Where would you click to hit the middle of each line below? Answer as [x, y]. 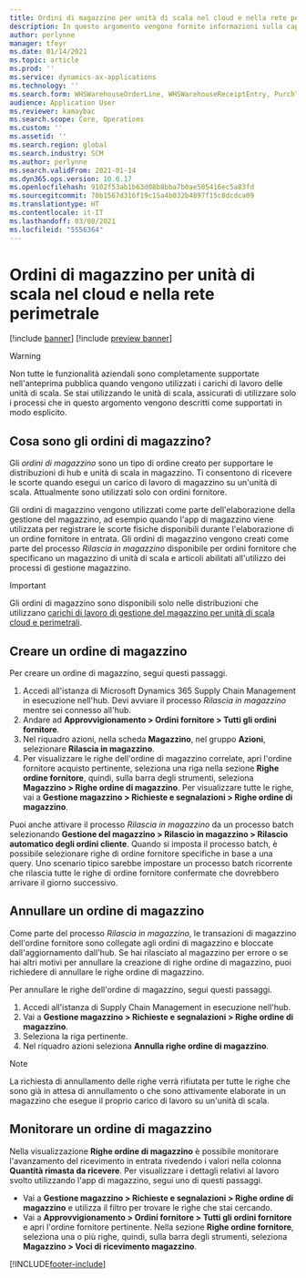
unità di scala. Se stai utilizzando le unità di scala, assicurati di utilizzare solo [153, 394]
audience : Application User [63, 102]
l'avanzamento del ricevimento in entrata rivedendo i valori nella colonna [146, 1160]
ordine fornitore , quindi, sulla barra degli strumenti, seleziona [138, 778]
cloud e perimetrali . [46, 623]
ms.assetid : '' [38, 137]
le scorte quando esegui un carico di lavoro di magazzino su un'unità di [143, 483]
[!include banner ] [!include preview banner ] [91, 339]
